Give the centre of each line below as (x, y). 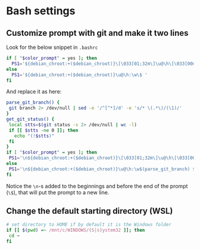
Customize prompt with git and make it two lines (97, 33)
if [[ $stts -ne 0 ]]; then (43, 130)
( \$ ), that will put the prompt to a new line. (58, 192)
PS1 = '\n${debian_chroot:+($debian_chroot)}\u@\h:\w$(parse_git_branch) (99, 169)
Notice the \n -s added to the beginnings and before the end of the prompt (97, 186)
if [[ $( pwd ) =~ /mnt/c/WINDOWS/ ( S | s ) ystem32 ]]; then (76, 231)
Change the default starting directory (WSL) (90, 211)
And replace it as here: (34, 92)
